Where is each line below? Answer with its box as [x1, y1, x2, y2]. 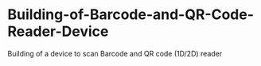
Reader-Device [7, 22, 109, 41]
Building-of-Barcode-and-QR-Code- [7, 6, 254, 24]
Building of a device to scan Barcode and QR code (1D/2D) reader [7, 49, 223, 58]
